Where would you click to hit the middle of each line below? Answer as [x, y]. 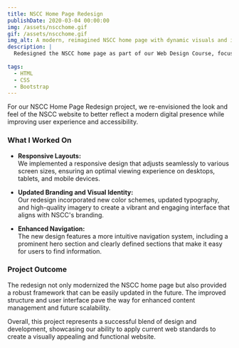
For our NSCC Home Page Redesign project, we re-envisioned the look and [118, 107]
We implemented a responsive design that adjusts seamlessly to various [123, 163]
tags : [15, 67]
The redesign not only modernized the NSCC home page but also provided [117, 285]
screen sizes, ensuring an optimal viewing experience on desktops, [116, 170]
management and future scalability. [59, 308]
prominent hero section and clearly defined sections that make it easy [120, 244]
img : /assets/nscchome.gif [47, 27]
